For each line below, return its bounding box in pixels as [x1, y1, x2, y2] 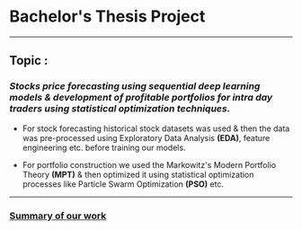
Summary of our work [9, 209, 107, 222]
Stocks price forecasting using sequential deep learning [9, 80, 261, 93]
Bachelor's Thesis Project [9, 6, 206, 27]
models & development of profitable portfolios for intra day [9, 92, 273, 104]
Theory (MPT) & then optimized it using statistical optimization [22, 169, 254, 180]
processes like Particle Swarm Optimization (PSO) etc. [22, 178, 225, 190]
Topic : [9, 53, 49, 68]
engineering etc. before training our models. [22, 142, 186, 153]
